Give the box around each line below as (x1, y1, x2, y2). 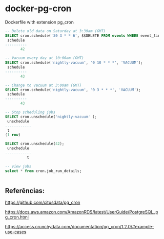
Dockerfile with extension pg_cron (5, 19, 74, 25)
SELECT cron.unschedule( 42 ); (5, 142, 64, 146)
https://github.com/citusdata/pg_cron (5, 199, 81, 206)
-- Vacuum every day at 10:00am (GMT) (5, 56, 84, 61)
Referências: (5, 187, 45, 195)
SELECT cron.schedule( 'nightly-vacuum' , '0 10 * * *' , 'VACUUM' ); (5, 60, 143, 65)
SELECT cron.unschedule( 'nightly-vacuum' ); (5, 114, 97, 119)
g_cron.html (5, 214, 29, 220)
